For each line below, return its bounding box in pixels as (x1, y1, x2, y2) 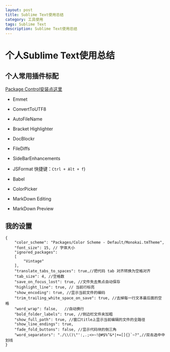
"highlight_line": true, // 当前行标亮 (14, 284, 95, 290)
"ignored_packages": (14, 250, 58, 255)
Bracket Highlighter (12, 126, 53, 132)
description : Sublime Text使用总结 (5, 26, 78, 32)
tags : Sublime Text (5, 21, 47, 27)
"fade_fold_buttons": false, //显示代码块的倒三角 (14, 327, 117, 332)
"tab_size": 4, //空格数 (14, 274, 65, 279)
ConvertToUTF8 (12, 106, 47, 112)
